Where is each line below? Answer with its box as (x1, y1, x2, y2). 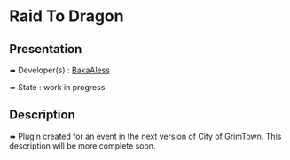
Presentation (9, 42, 82, 57)
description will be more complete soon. (9, 140, 156, 151)
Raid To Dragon (9, 6, 124, 27)
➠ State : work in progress (9, 82, 106, 92)
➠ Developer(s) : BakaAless (9, 65, 111, 75)
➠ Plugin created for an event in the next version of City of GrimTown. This (9, 131, 282, 141)
